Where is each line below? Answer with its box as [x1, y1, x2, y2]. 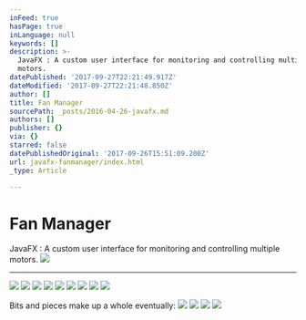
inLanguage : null [9, 30, 76, 39]
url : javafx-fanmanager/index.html [9, 157, 145, 167]
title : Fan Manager [9, 98, 84, 108]
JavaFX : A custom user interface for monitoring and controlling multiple [9, 243, 280, 254]
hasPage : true [9, 22, 64, 31]
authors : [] [9, 115, 55, 124]
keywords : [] [9, 38, 59, 48]
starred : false [9, 140, 67, 150]
